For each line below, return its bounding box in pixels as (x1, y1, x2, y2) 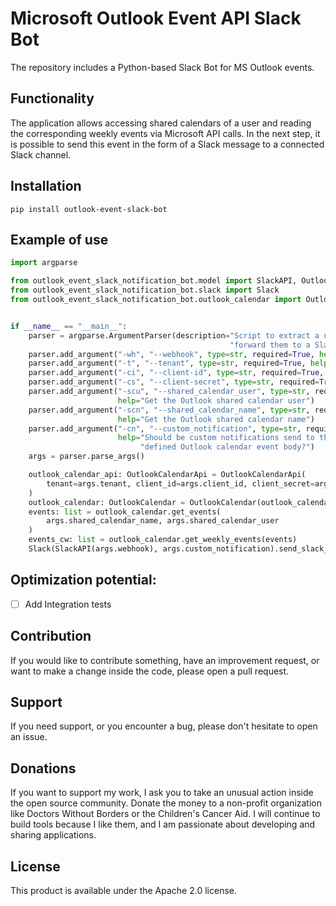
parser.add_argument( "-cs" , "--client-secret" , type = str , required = (28, 377, 320, 387)
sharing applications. (10, 829, 97, 841)
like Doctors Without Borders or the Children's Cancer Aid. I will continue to (10, 808, 321, 820)
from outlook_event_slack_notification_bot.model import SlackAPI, (10, 276, 298, 286)
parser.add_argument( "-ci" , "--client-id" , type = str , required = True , (28, 368, 325, 378)
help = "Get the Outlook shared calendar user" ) (117, 395, 315, 406)
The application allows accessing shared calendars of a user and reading (10, 117, 312, 129)
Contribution (10, 628, 92, 645)
